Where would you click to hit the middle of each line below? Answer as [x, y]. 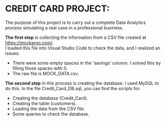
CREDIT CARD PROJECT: [57, 9]
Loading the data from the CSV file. [49, 109]
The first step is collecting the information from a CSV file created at [76, 37]
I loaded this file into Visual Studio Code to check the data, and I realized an [83, 48]
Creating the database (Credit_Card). [50, 98]
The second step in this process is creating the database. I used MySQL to [82, 83]
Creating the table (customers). [45, 103]
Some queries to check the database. [51, 114]
